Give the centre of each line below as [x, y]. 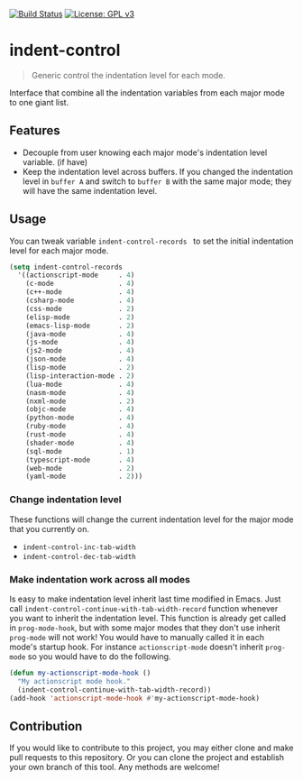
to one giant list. [39, 102]
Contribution [46, 726]
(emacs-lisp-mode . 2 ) [80, 326]
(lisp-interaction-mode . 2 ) [80, 376]
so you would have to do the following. [99, 656]
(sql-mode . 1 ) [80, 451]
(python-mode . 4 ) [80, 418]
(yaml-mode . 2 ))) [84, 477]
